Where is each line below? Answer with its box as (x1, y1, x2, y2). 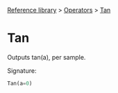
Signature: (7, 66, 37, 75)
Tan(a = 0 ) (7, 80, 33, 87)
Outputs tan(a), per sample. (7, 53, 86, 61)
